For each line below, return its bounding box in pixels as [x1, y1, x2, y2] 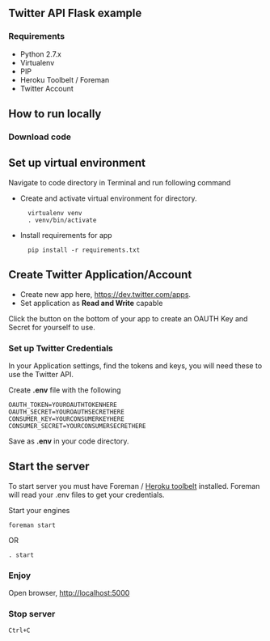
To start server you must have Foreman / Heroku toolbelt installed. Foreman [8, 481, 260, 490]
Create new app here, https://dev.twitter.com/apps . [19, 289, 192, 299]
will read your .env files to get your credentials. [8, 490, 165, 499]
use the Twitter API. [8, 369, 74, 379]
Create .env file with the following [8, 384, 121, 395]
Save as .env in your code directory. [8, 436, 129, 446]
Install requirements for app [19, 230, 112, 240]
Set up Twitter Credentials [8, 342, 113, 354]
